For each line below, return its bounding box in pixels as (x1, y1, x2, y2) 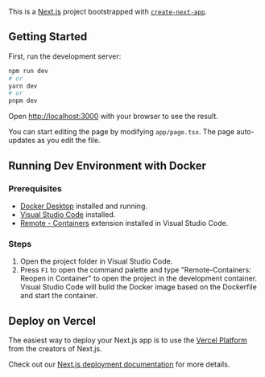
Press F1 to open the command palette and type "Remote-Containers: (19, 265, 251, 275)
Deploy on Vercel (8, 313, 97, 328)
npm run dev (8, 67, 48, 75)
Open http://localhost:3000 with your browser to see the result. (8, 112, 219, 121)
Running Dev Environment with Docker (8, 158, 207, 172)
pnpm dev (8, 96, 38, 105)
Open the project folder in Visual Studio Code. (19, 256, 173, 266)
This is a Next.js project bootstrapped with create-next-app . (8, 7, 208, 16)
